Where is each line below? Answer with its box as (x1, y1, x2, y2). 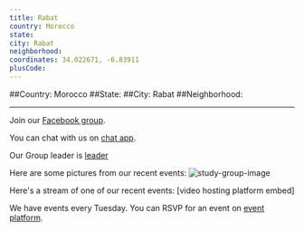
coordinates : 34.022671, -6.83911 (9, 55, 140, 64)
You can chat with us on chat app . (9, 132, 137, 143)
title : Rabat (9, 13, 59, 23)
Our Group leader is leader (9, 150, 109, 160)
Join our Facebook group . (9, 114, 106, 125)
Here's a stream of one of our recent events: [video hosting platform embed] (9, 185, 295, 196)
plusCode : (9, 64, 47, 73)
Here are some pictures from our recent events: (9, 167, 187, 178)
